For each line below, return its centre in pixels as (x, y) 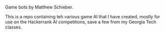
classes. (14, 27)
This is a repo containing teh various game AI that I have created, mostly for (83, 17)
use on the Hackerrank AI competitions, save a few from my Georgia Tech (81, 22)
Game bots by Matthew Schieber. (39, 7)
